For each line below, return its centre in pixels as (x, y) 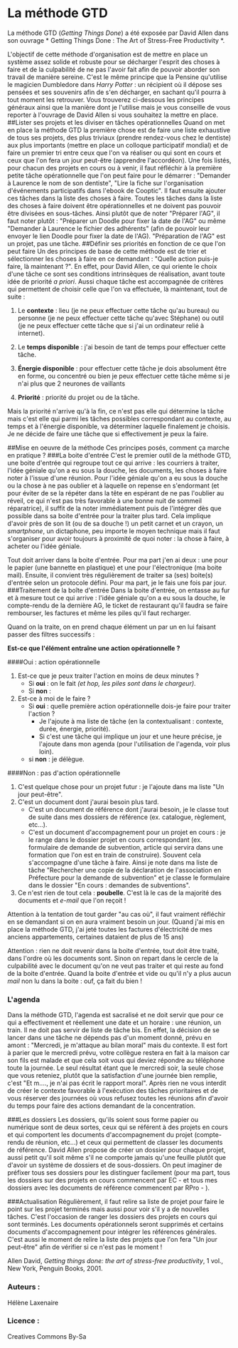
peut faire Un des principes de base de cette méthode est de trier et (107, 251)
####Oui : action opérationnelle (54, 662)
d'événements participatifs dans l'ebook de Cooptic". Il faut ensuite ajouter (117, 190)
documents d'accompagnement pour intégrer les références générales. (112, 1232)
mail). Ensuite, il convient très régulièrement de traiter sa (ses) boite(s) (110, 575)
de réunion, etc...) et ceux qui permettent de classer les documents (124, 1143)
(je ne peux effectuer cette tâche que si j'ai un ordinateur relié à (111, 325)
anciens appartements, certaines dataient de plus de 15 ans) (96, 937)
